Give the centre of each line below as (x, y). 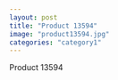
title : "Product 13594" (54, 26)
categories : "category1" (55, 42)
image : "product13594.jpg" (59, 34)
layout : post (34, 17)
